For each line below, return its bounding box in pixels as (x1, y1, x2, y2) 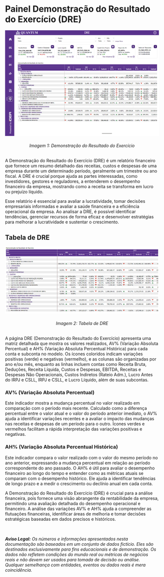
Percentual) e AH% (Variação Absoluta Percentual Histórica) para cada (5, 346, 148, 352)
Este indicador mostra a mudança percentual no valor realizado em (5, 400, 140, 406)
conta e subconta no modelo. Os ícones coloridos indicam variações (5, 351, 143, 357)
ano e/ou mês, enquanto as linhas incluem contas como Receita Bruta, (5, 362, 147, 367)
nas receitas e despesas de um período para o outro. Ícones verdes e (5, 421, 145, 427)
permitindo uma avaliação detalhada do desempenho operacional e (5, 500, 141, 506)
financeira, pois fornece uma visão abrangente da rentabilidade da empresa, (5, 495, 159, 501)
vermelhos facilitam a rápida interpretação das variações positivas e (5, 426, 143, 432)
